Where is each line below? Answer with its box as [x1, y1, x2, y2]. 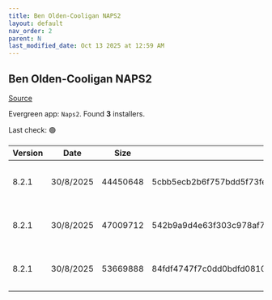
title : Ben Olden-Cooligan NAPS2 [8, 11, 121, 20]
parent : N [8, 34, 42, 43]
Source [8, 93, 32, 103]
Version [12, 147, 44, 158]
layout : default [8, 19, 63, 27]
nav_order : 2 [8, 27, 53, 35]
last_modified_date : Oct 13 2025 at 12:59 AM [8, 42, 164, 50]
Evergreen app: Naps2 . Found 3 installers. [8, 108, 146, 118]
